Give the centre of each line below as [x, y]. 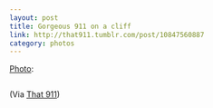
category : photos [42, 43]
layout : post [34, 18]
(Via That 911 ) [35, 94]
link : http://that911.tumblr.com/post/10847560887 [107, 34]
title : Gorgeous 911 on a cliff [70, 26]
